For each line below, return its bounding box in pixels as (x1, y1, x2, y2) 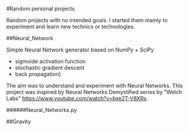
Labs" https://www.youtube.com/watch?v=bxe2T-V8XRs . (6, 95, 149, 102)
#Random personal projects (6, 5, 75, 12)
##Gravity (6, 118, 31, 125)
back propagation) (14, 71, 61, 77)
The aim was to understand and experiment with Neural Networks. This (6, 82, 184, 89)
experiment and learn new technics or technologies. (6, 23, 135, 30)
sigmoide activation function (14, 58, 86, 65)
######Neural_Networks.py (6, 106, 77, 113)
